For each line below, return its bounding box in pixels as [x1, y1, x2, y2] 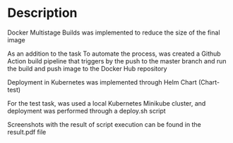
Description [7, 5, 78, 21]
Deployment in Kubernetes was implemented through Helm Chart [7, 77, 198, 86]
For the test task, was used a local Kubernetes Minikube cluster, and [7, 99, 206, 107]
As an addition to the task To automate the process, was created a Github [7, 49, 221, 58]
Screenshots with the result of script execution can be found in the [7, 120, 201, 128]
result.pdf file [7, 128, 47, 136]
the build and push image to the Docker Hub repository [7, 64, 167, 73]
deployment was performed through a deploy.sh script [7, 106, 166, 115]
